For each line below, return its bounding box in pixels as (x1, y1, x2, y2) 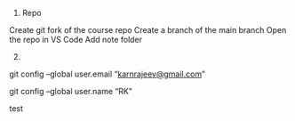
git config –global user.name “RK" (9, 86, 133, 96)
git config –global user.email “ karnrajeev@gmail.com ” (9, 69, 206, 79)
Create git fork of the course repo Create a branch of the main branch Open (9, 25, 287, 35)
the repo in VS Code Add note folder (9, 35, 143, 44)
